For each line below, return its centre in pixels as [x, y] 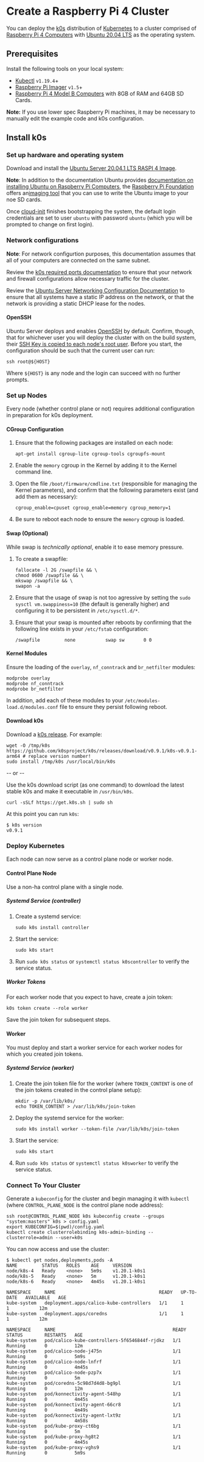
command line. [34, 472]
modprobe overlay [28, 678]
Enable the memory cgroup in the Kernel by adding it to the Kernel [96, 466]
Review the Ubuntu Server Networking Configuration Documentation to [96, 290]
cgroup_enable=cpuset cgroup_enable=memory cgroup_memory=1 [93, 508]
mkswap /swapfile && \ [44, 581]
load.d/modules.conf [33, 707]
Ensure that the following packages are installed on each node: [94, 443]
